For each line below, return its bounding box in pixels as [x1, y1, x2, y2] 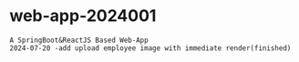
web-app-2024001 [9, 5, 157, 26]
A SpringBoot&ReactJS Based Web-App [9, 36, 149, 45]
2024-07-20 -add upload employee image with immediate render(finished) [9, 43, 292, 53]
